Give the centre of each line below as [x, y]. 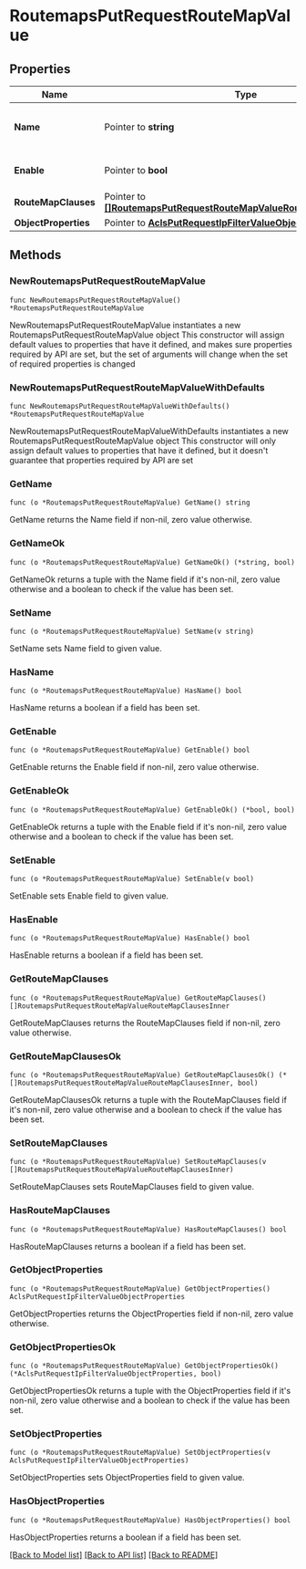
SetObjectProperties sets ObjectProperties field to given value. [127, 1478]
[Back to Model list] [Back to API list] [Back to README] [114, 1554]
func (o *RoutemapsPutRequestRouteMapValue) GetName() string [130, 503]
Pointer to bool [136, 170]
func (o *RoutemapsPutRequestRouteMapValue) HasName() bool [126, 691]
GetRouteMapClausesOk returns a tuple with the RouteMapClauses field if [148, 1099]
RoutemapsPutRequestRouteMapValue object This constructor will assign [147, 335]
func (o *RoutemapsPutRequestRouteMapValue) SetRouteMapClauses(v [138, 1162]
